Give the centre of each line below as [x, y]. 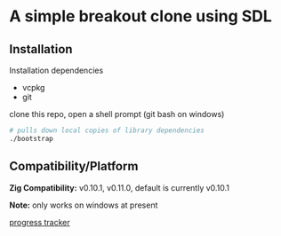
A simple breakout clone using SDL [141, 16]
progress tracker [40, 222]
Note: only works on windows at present [84, 205]
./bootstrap [31, 138]
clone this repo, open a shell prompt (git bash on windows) [117, 114]
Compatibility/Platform [74, 166]
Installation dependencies [56, 70]
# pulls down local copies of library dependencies [107, 130]
